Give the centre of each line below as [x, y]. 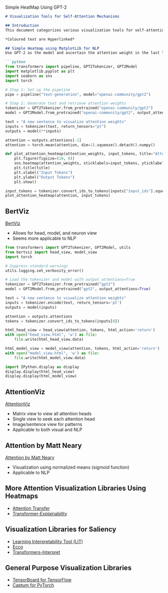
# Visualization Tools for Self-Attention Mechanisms [62, 17]
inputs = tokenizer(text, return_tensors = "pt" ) [56, 126]
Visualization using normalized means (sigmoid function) [71, 467]
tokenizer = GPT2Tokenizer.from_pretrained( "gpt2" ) [60, 284]
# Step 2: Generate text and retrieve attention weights [66, 103]
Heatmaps [22, 496]
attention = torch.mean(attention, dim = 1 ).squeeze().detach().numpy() [80, 145]
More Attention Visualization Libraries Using [76, 488]
